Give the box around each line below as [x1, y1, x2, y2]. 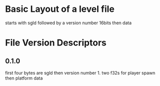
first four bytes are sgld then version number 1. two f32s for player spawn [5, 70, 156, 76]
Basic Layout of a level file [5, 3, 115, 15]
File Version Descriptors [5, 37, 107, 48]
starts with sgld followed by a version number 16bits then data [5, 20, 132, 26]
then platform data [5, 75, 43, 81]
